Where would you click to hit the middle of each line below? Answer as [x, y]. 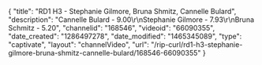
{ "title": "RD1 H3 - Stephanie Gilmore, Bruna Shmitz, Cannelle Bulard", [122, 11]
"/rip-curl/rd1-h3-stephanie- [197, 45]
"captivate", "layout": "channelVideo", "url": [79, 45]
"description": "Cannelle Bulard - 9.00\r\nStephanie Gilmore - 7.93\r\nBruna [131, 20]
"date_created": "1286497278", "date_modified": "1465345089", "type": [125, 36]
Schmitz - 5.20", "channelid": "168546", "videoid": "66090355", [112, 28]
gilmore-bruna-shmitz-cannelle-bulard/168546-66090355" [105, 53]
